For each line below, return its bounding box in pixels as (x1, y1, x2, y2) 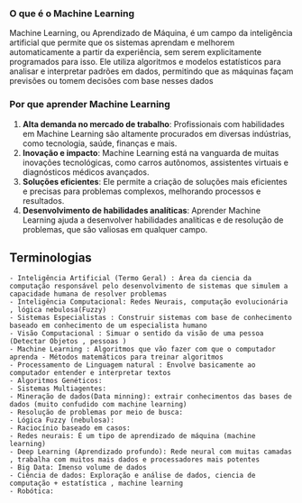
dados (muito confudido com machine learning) (9, 400, 188, 409)
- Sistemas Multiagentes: (9, 384, 106, 394)
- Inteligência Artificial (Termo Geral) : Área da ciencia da (9, 274, 252, 283)
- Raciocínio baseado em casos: (9, 424, 131, 433)
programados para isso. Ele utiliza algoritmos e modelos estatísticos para (9, 57, 281, 68)
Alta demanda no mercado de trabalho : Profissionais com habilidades (22, 118, 286, 129)
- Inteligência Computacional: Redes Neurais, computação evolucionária (9, 297, 288, 306)
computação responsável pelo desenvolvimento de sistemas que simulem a (9, 282, 288, 291)
